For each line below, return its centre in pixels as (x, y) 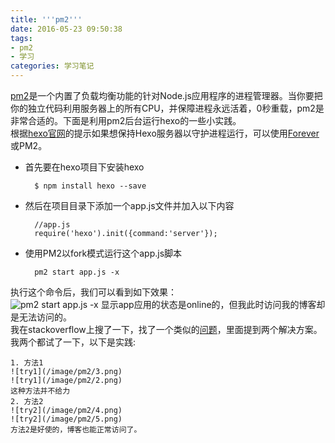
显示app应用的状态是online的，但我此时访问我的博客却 (213, 304)
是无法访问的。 (41, 317)
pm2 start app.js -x (77, 272)
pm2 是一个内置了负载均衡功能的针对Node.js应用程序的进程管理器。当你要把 (166, 95)
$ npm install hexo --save (90, 186)
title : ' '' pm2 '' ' (46, 19)
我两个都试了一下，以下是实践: (73, 342)
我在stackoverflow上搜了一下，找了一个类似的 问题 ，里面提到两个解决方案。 (166, 329)
